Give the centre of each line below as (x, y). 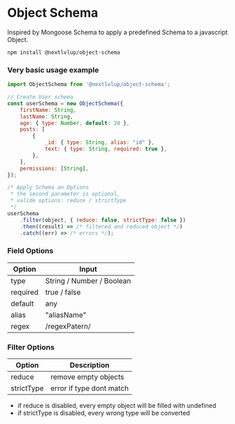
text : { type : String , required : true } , (106, 149)
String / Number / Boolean (88, 281)
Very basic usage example (53, 70)
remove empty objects (87, 377)
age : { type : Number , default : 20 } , (75, 123)
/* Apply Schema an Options (48, 188)
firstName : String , (48, 110)
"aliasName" (66, 314)
